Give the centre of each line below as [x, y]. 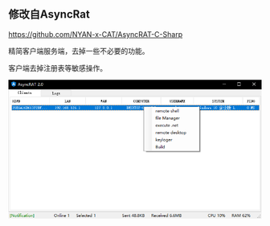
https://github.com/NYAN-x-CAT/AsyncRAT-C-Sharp [96, 34]
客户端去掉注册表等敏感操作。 [57, 68]
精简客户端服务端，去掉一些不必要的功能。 [79, 51]
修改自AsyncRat [49, 14]
